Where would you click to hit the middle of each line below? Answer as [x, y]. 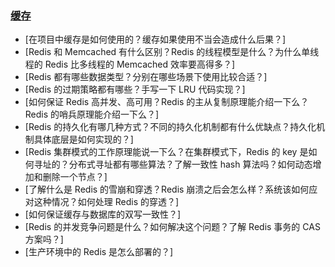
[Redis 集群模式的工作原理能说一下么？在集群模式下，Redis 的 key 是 [166, 152]
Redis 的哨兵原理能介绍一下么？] [92, 114]
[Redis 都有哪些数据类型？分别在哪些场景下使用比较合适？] [146, 77]
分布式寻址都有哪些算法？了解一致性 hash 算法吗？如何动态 [190, 164]
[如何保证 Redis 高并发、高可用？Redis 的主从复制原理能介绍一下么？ [167, 102]
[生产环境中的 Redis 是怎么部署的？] [99, 252]
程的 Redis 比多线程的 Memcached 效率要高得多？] [130, 64]
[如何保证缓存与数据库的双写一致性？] [103, 214]
